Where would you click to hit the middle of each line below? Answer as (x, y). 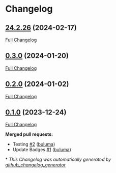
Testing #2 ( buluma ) (34, 144)
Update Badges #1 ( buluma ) (42, 150)
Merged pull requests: (29, 134)
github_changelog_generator (36, 165)
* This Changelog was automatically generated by (58, 160)
